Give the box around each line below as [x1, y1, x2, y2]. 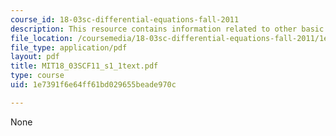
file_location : [10, 33, 74, 43]
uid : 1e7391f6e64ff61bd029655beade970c [10, 80, 177, 90]
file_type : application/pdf [10, 42, 128, 53]
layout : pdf [10, 52, 60, 62]
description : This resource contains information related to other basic [10, 24, 325, 34]
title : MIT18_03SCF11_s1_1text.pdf [10, 61, 159, 71]
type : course [10, 71, 65, 81]
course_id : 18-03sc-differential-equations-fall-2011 [10, 14, 240, 25]
